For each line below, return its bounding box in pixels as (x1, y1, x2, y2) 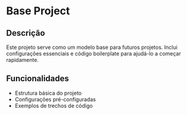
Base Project (6, 4, 70, 18)
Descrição (6, 28, 45, 38)
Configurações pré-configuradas (14, 95, 96, 102)
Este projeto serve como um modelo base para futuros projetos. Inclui (6, 43, 177, 51)
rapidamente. (6, 57, 39, 63)
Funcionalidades (6, 73, 70, 84)
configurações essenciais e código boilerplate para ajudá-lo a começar (6, 50, 182, 57)
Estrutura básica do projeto (14, 89, 82, 97)
